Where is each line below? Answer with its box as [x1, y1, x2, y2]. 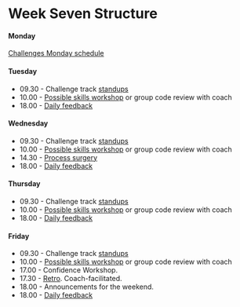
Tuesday [8, 66, 38, 75]
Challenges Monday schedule [8, 49, 104, 58]
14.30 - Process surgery [19, 152, 98, 162]
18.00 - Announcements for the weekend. [19, 282, 155, 291]
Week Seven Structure [8, 5, 158, 23]
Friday [8, 231, 30, 240]
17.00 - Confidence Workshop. [19, 265, 118, 275]
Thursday [8, 179, 41, 188]
